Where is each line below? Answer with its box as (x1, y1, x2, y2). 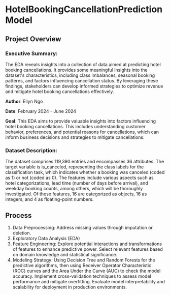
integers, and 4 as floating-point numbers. (5, 196, 94, 202)
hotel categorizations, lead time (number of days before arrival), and (5, 180, 148, 186)
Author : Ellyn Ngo (5, 98, 43, 104)
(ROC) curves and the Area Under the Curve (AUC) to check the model (12, 268, 161, 274)
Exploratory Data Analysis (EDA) (12, 235, 80, 241)
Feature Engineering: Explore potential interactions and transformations (12, 241, 162, 247)
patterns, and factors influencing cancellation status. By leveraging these (5, 77, 158, 83)
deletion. (12, 230, 31, 236)
